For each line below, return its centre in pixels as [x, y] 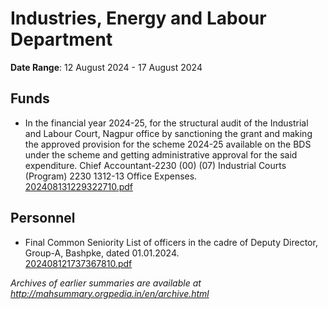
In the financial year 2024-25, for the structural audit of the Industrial [166, 123]
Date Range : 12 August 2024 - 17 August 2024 [106, 67]
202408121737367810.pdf [78, 263]
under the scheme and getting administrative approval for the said [161, 154]
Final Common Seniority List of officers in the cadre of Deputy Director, [171, 242]
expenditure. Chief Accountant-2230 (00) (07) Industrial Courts [155, 165]
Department [61, 39]
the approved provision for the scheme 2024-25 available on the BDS [168, 144]
